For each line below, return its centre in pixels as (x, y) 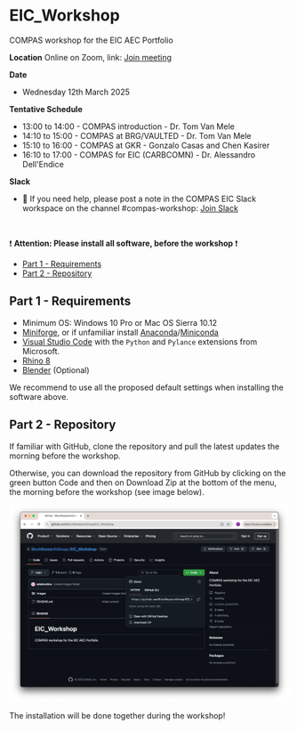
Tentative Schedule (46, 109)
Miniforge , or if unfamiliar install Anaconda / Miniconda (120, 332)
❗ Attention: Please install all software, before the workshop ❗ (124, 243)
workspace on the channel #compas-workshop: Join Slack (130, 208)
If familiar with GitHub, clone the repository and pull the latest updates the (144, 446)
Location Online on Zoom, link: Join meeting (90, 57)
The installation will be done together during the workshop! (117, 716)
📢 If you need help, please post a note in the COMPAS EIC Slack (139, 199)
